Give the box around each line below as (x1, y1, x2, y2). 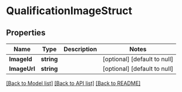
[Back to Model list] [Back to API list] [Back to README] (6, 80, 141, 87)
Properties (6, 28, 46, 38)
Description (63, 45, 97, 53)
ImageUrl (9, 65, 35, 73)
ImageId (9, 55, 32, 63)
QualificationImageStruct (6, 4, 133, 18)
